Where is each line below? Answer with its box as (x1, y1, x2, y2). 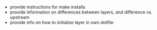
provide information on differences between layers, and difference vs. (9, 9, 153, 15)
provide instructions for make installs (9, 4, 86, 10)
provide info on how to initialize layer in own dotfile (9, 19, 114, 25)
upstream (9, 15, 30, 20)
